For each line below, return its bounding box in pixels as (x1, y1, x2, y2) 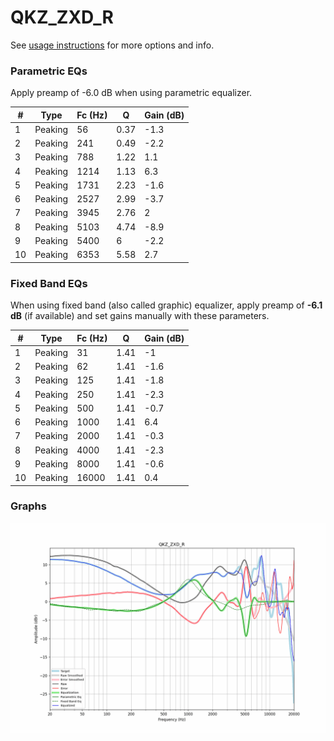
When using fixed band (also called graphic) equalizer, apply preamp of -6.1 (10, 299, 323, 311)
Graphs (10, 499, 47, 513)
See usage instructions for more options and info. (10, 39, 215, 51)
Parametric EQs (10, 64, 88, 78)
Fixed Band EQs (10, 276, 88, 290)
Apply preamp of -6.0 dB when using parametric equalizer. (10, 87, 253, 99)
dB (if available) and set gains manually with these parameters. (10, 310, 270, 322)
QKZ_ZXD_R (10, 6, 114, 29)
